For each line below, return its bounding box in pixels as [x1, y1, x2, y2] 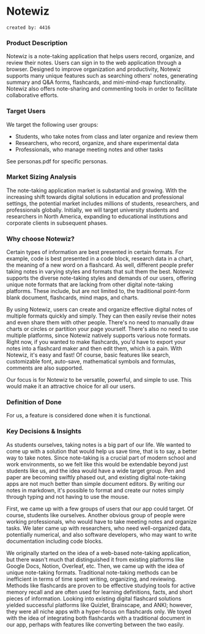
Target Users [6, 107, 46, 116]
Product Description [6, 39, 68, 47]
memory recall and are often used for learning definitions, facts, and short [6, 588, 193, 595]
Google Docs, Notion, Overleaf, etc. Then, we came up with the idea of [6, 562, 185, 570]
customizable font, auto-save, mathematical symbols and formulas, [6, 358, 176, 365]
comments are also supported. [6, 364, 84, 371]
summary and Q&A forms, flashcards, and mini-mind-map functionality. [6, 78, 187, 86]
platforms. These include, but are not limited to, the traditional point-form [6, 288, 191, 295]
